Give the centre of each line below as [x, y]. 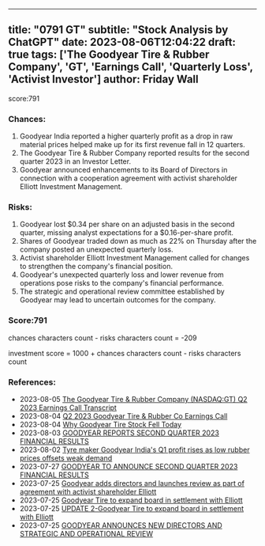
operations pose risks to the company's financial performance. [122, 283]
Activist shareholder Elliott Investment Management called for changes [134, 258]
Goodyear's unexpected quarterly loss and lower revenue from [122, 275]
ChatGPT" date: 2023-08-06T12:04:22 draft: [122, 42]
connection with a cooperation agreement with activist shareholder [129, 178]
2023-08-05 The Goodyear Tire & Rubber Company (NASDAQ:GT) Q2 [133, 399]
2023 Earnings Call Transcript [68, 408]
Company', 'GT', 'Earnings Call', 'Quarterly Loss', [131, 67]
